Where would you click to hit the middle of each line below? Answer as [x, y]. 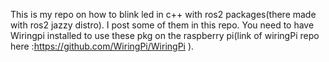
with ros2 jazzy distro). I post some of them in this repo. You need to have [162, 25]
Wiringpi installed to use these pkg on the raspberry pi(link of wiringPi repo [165, 35]
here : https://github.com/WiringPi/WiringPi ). [102, 46]
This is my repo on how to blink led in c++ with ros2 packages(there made [163, 14]
